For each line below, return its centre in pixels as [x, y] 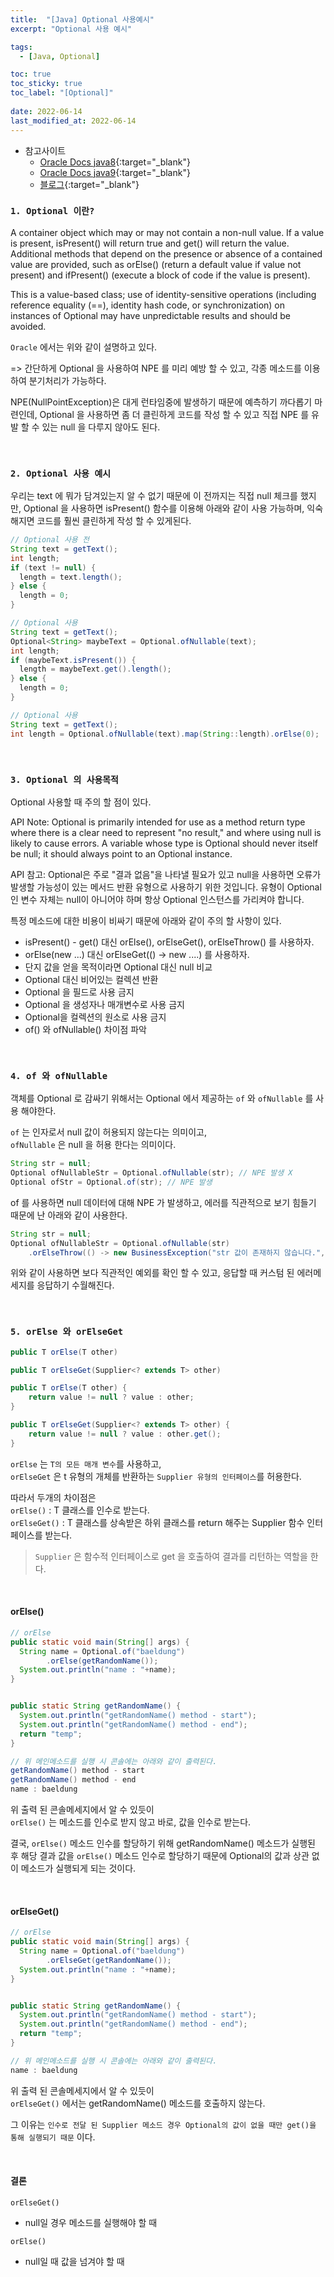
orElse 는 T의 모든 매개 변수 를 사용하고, [86, 1463]
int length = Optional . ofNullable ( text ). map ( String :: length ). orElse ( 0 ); [165, 734]
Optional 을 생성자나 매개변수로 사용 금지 [104, 1004]
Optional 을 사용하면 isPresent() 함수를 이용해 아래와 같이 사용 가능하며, [164, 508]
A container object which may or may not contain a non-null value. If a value [167, 232]
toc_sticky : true [46, 84]
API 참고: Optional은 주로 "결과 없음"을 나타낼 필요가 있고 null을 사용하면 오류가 [166, 874]
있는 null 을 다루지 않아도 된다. [101, 427]
